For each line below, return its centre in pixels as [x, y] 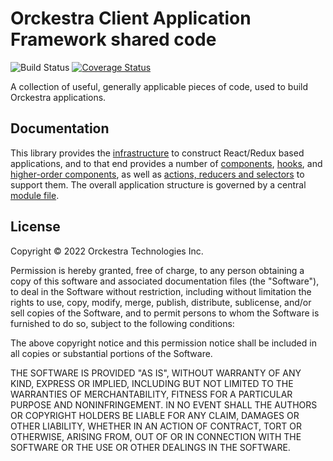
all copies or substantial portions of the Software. [111, 353]
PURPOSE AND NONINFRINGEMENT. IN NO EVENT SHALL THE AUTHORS [164, 404]
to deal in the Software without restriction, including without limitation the [161, 291]
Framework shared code [113, 39]
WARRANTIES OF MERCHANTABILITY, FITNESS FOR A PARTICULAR [151, 394]
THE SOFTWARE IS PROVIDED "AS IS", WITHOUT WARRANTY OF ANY [156, 373]
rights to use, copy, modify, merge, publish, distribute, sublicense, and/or [161, 302]
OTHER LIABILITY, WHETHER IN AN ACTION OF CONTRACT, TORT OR [156, 426]
